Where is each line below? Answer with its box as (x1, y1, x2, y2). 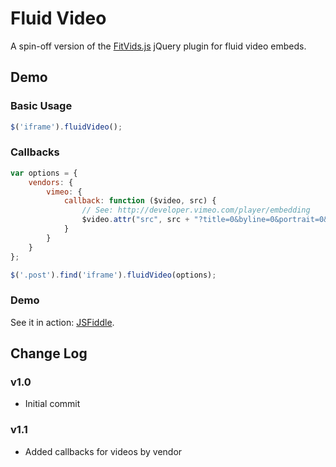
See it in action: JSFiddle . (10, 316, 115, 328)
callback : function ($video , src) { (63, 196, 217, 206)
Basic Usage (10, 99, 73, 113)
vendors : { (28, 177, 74, 187)
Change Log (10, 345, 88, 362)
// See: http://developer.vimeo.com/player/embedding (81, 205, 311, 216)
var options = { (10, 168, 78, 178)
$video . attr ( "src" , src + (81, 215, 190, 225)
